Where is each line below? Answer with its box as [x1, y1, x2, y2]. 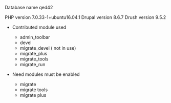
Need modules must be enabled [12, 71, 80, 77]
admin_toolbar [19, 34, 50, 40]
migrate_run [19, 61, 46, 67]
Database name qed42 [5, 5, 53, 10]
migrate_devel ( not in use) [19, 45, 76, 51]
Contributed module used [12, 24, 67, 30]
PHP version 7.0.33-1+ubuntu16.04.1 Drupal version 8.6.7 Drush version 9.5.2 [5, 14, 166, 20]
